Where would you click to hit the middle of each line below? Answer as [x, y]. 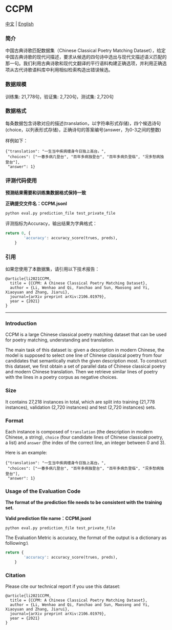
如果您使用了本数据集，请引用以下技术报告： [52, 269]
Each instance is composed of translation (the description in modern [79, 431]
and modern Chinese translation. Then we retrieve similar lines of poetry [81, 372]
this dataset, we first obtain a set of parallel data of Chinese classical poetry [85, 366]
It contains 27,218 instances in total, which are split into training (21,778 [80, 402]
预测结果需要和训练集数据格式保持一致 [46, 193]
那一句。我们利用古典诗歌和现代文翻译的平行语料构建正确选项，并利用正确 [84, 63]
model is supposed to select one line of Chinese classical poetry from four [84, 355]
